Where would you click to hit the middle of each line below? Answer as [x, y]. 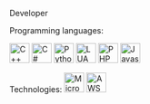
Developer [29, 13]
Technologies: [36, 89]
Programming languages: [57, 30]
